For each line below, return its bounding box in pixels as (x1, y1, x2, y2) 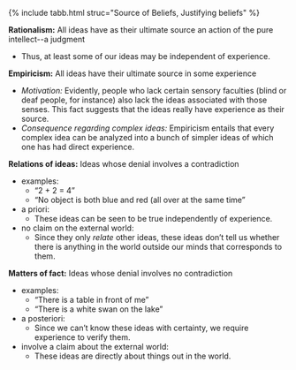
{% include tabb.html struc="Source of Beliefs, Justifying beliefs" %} (8, 8, 260, 18)
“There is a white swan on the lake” (34, 304, 163, 314)
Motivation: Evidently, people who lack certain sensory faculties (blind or (20, 86, 287, 95)
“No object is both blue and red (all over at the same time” (34, 194, 246, 205)
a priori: (20, 204, 50, 215)
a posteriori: (20, 313, 65, 323)
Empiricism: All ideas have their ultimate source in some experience (8, 68, 257, 79)
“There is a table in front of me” (34, 295, 149, 305)
